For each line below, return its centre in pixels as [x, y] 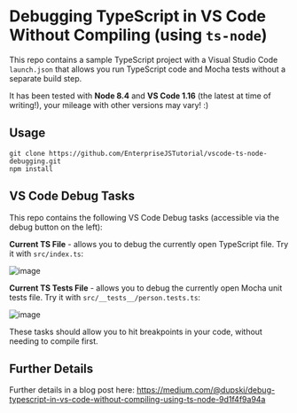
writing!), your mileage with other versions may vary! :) [109, 105]
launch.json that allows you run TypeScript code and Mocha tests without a [148, 69]
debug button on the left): [56, 227]
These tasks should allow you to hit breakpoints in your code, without [136, 331]
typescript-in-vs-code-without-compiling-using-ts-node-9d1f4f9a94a [137, 400]
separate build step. [46, 78]
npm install [31, 169]
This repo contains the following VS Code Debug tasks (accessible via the [144, 217]
